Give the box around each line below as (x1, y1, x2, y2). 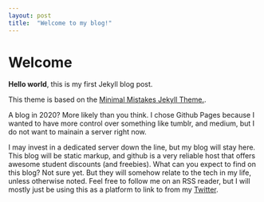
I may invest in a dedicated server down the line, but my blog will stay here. (8, 142, 256, 152)
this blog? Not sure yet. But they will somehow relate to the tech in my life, (8, 168, 252, 177)
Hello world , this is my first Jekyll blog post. (8, 80, 153, 89)
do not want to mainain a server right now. (8, 127, 148, 137)
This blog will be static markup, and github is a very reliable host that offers (8, 151, 256, 161)
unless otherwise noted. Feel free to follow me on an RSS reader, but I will (8, 177, 250, 186)
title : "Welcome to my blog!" (8, 19, 112, 27)
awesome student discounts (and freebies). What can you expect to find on (8, 160, 257, 169)
